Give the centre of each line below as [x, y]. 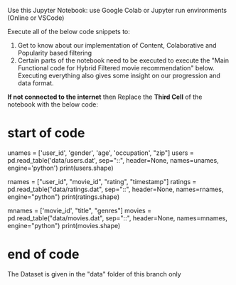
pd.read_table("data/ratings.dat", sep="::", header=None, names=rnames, [116, 189]
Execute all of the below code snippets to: [69, 32]
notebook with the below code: [53, 104]
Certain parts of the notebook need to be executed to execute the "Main [123, 60]
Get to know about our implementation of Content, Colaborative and [117, 45]
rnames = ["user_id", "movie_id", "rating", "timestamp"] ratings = [102, 181]
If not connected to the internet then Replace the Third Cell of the [105, 97]
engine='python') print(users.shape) [60, 168]
